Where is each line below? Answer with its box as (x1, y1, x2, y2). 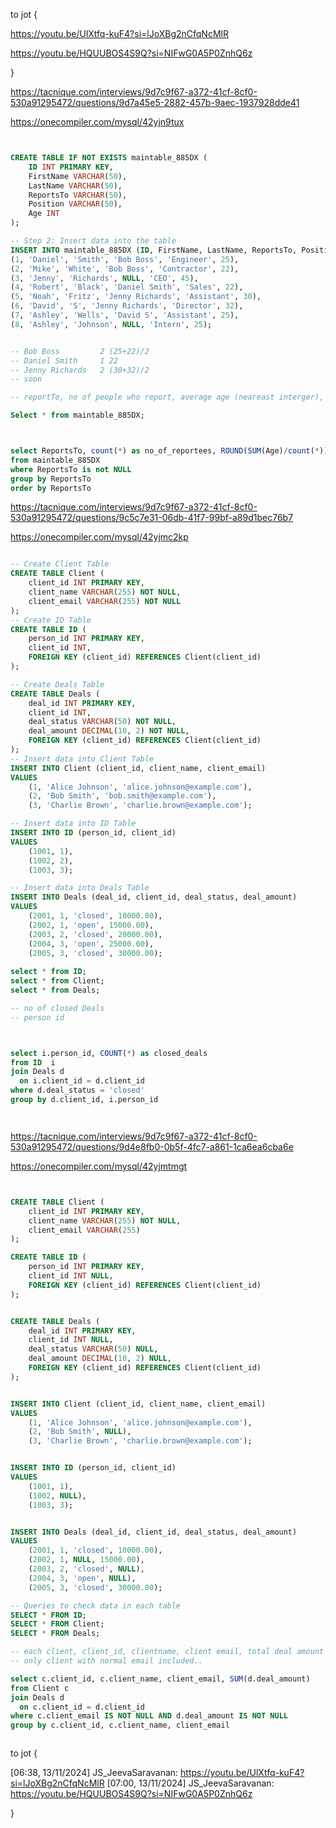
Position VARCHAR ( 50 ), (28, 199, 123, 209)
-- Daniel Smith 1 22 (10, 355, 118, 366)
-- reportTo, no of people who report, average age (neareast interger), (10, 392, 325, 403)
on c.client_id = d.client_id (19, 1702, 145, 1712)
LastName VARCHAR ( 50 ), (28, 180, 123, 191)
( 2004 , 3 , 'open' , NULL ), (28, 1573, 137, 1583)
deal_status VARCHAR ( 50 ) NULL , (28, 1344, 159, 1354)
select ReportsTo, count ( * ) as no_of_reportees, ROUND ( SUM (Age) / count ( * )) (10, 446, 329, 456)
